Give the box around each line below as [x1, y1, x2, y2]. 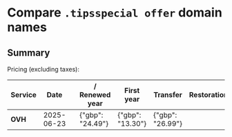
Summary [7, 47, 50, 59]
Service [10, 90, 37, 99]
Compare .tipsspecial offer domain [7, 5, 222, 21]
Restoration [188, 90, 229, 99]
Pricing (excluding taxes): [7, 65, 80, 73]
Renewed [79, 90, 111, 99]
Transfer [153, 90, 183, 99]
